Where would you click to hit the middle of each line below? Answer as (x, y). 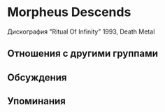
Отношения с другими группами (83, 54)
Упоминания (37, 101)
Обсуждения (37, 77)
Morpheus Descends (69, 12)
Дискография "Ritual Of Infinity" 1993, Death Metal (81, 31)
